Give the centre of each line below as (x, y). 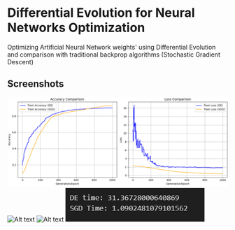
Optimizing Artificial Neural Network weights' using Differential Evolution (112, 47)
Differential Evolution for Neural (101, 13)
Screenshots (36, 84)
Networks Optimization (76, 28)
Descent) (20, 62)
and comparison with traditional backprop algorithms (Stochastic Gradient (114, 55)
